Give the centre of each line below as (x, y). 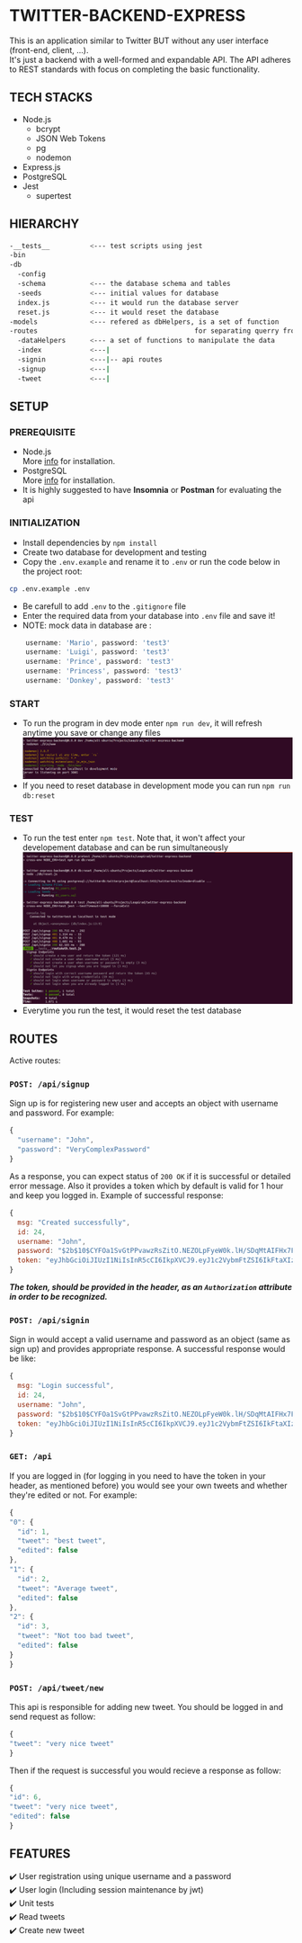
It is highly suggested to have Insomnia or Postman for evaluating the (152, 490)
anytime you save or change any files (92, 733)
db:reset (39, 796)
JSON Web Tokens (71, 138)
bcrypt (48, 129)
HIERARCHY (44, 224)
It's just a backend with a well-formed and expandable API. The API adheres (150, 59)
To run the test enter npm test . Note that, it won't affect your (133, 838)
